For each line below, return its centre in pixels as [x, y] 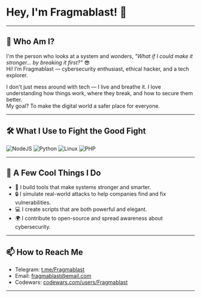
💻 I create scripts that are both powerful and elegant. [81, 210]
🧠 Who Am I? [31, 42]
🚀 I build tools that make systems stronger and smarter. [83, 187]
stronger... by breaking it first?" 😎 [48, 62]
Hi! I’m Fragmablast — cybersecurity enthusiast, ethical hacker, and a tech [98, 69]
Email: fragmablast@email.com [53, 276]
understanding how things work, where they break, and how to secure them [100, 93]
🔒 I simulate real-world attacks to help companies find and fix [90, 194]
